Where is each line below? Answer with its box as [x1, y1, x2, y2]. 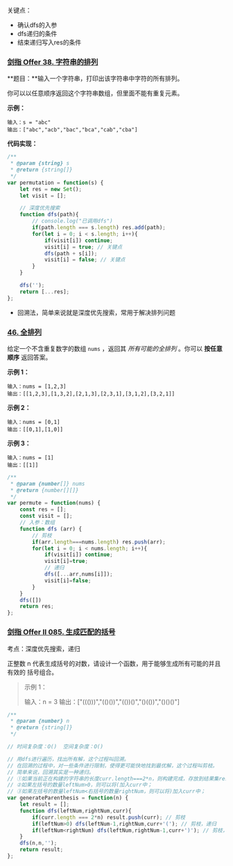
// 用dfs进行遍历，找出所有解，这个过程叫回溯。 [7, 755, 130, 762]
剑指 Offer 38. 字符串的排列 [7, 57, 98, 67]
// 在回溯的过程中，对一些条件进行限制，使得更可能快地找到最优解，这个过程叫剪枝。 [7, 762, 218, 769]
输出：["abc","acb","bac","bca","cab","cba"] [7, 126, 138, 133]
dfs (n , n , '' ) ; [19, 840, 58, 847]
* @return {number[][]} [10, 487, 79, 493]
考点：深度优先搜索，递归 [7, 644, 80, 653]
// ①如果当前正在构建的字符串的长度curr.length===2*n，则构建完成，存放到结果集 [7, 775, 220, 782]
